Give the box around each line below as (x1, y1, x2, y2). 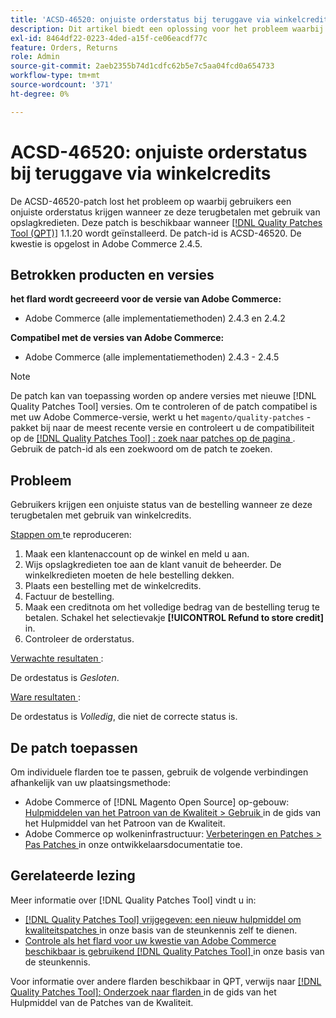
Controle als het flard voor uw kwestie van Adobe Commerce (24, 934, 277, 946)
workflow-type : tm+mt (10, 71, 101, 81)
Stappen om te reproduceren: (10, 529, 132, 541)
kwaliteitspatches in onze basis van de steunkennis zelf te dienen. (24, 924, 298, 936)
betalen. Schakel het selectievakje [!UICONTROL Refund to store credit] (24, 612, 324, 624)
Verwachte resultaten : (10, 652, 104, 665)
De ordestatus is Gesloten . (10, 672, 120, 684)
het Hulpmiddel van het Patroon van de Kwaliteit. (24, 817, 226, 829)
